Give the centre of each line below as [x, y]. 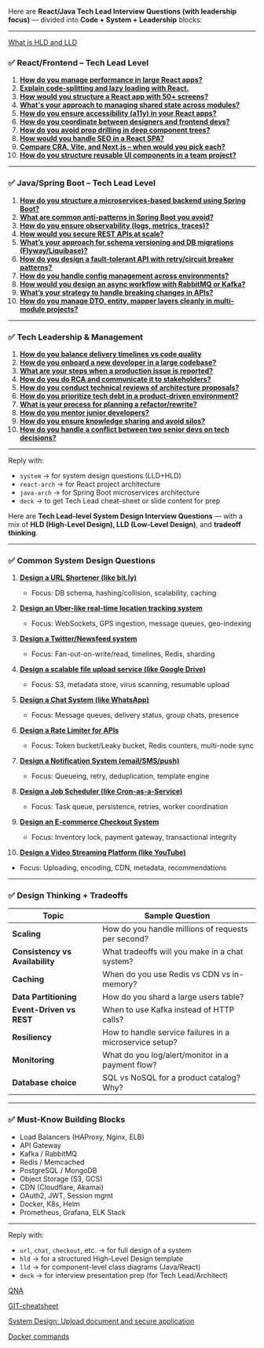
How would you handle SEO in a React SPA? [92, 139]
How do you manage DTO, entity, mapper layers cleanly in [116, 301]
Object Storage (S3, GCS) [61, 1179]
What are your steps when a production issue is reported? [116, 370]
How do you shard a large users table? [173, 997]
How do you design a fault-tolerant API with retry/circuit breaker [126, 258]
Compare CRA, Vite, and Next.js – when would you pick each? [122, 147]
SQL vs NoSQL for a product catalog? [171, 1078]
